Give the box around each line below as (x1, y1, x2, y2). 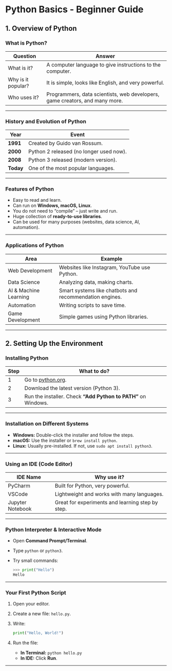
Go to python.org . (24, 376, 67, 384)
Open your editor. (12, 601, 50, 607)
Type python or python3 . (12, 548, 63, 554)
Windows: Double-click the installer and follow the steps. (12, 432, 134, 438)
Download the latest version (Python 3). (24, 385, 120, 392)
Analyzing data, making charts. (58, 278, 134, 285)
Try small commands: (12, 557, 58, 564)
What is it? (8, 64, 33, 71)
